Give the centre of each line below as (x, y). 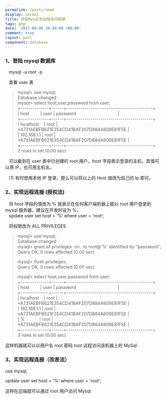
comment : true (20, 33)
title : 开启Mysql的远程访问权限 (35, 19)
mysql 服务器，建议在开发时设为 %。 (43, 210)
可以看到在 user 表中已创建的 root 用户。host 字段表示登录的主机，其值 (82, 161)
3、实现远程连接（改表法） (37, 359)
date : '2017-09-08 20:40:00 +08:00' (43, 28)
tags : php (15, 24)
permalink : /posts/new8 (30, 10)
